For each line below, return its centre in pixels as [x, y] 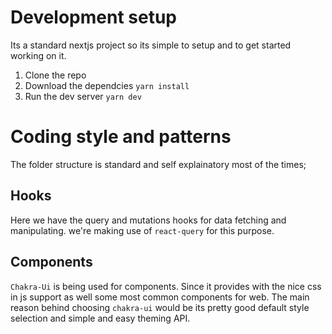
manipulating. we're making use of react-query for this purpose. [142, 230]
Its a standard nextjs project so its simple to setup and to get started [151, 45]
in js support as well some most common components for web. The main [160, 297]
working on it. [38, 55]
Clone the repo [55, 75]
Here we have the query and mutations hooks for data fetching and [148, 220]
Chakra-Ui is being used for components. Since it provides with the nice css [166, 286]
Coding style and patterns [121, 137]
